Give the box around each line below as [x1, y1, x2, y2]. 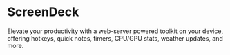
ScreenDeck [7, 4, 79, 20]
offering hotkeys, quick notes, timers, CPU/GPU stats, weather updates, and [7, 34, 223, 42]
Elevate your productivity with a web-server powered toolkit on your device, [7, 27, 223, 35]
